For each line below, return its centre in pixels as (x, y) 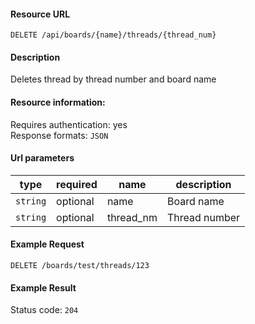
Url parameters (42, 158)
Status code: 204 (44, 310)
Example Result (43, 287)
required (77, 184)
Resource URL (40, 14)
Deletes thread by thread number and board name (113, 79)
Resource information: (58, 102)
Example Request (47, 244)
